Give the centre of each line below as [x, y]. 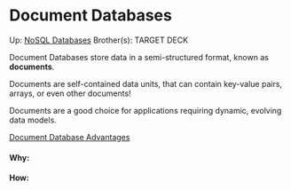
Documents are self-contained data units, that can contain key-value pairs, [145, 83]
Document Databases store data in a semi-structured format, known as [139, 57]
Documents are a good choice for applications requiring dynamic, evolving [145, 110]
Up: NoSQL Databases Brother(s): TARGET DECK [99, 40]
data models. [33, 120]
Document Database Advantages [70, 137]
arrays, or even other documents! [70, 93]
